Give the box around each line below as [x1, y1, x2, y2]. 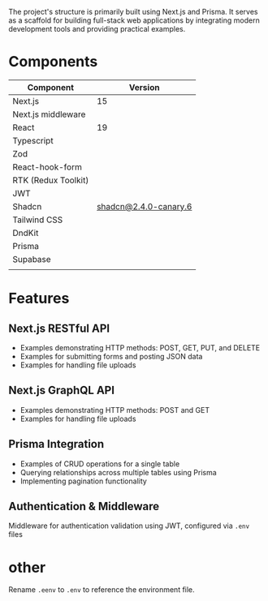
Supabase [12, 253, 51, 264]
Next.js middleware [12, 109, 86, 120]
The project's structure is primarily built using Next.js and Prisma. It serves [8, 7, 258, 16]
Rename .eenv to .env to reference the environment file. [8, 585, 195, 595]
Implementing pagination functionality [19, 476, 148, 486]
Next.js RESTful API [8, 321, 110, 335]
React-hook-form [12, 161, 83, 173]
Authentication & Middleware [8, 499, 160, 513]
